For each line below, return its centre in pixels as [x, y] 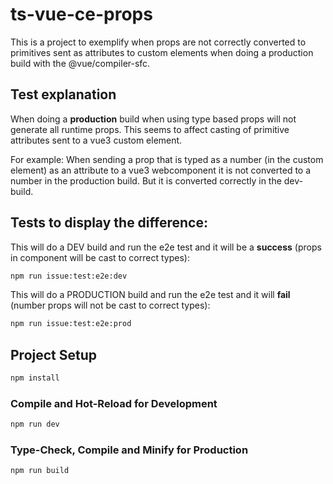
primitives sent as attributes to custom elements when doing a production [162, 52]
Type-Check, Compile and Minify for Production [129, 450]
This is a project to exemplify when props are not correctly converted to [158, 42]
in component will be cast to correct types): [100, 257]
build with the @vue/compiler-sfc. [80, 63]
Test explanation [63, 94]
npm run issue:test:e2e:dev [69, 276]
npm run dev [35, 424]
